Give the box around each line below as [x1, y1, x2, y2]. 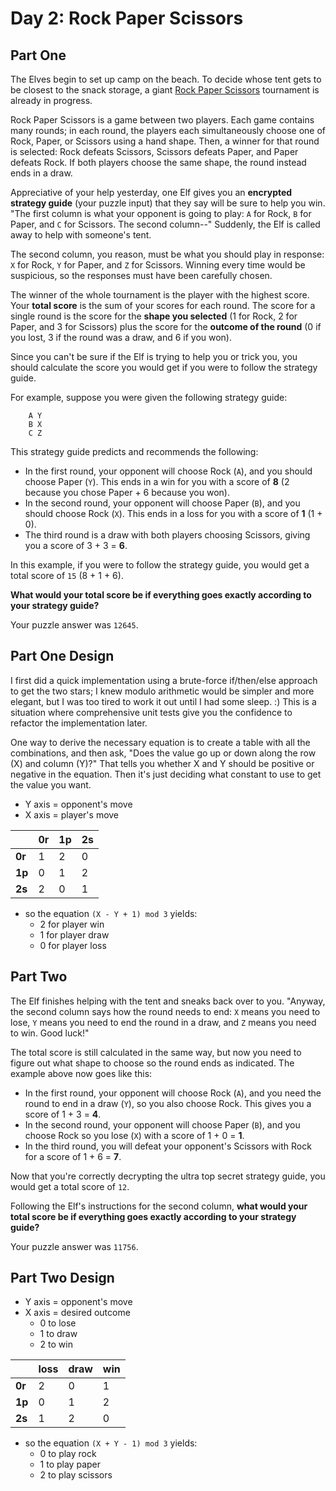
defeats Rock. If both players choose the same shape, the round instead [10, 157, 307, 168]
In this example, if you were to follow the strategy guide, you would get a [10, 559, 310, 571]
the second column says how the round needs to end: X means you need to [10, 1005, 321, 1017]
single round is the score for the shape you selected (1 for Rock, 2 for [10, 310, 298, 322]
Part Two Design [10, 1270, 115, 1287]
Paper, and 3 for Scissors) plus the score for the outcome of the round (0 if [10, 321, 322, 332]
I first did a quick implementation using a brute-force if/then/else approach [10, 674, 318, 686]
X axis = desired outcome [24, 1307, 131, 1319]
